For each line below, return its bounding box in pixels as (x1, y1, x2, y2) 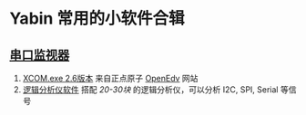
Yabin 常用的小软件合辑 (9, 8, 185, 29)
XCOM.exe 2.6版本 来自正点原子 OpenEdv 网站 (22, 73, 199, 83)
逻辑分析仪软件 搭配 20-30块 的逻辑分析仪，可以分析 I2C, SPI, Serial (22, 84, 280, 95)
